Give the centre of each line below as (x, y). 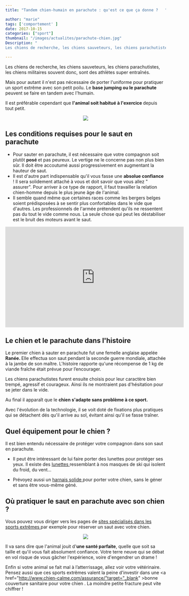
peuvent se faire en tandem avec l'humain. (50, 93)
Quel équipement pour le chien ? (58, 431)
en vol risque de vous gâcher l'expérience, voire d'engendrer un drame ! (81, 557)
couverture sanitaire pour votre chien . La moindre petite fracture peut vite (83, 583)
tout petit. (15, 108)
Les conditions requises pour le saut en (69, 134)
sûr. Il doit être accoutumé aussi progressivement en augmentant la (83, 165)
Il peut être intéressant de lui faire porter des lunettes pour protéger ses (88, 459)
